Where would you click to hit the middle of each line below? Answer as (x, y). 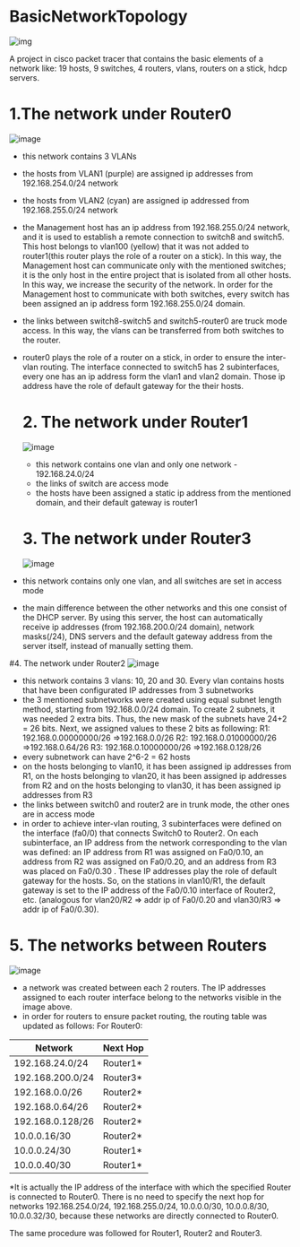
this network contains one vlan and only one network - (137, 464)
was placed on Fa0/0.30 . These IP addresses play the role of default (150, 870)
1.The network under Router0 (120, 114)
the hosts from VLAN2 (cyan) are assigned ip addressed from (136, 200)
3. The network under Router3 (137, 539)
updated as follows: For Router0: (82, 1026)
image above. (47, 1007)
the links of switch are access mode (102, 483)
